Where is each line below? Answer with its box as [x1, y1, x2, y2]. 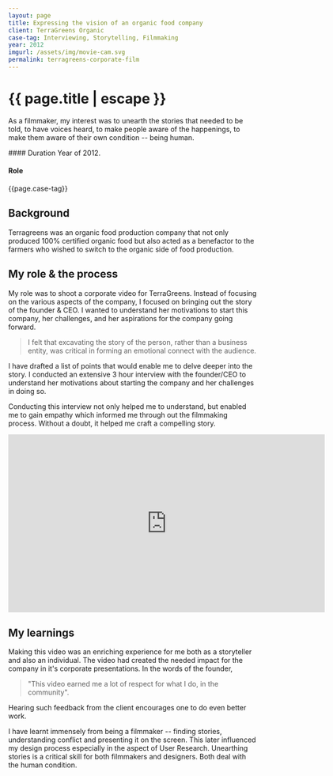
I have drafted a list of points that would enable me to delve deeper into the [8, 361, 253, 370]
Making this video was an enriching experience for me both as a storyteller [8, 647, 252, 657]
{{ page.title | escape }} [8, 90, 167, 108]
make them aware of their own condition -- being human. [8, 132, 195, 142]
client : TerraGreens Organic [8, 26, 104, 34]
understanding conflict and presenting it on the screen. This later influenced [8, 735, 256, 744]
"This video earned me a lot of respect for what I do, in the [27, 679, 219, 689]
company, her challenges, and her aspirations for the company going [8, 313, 233, 323]
